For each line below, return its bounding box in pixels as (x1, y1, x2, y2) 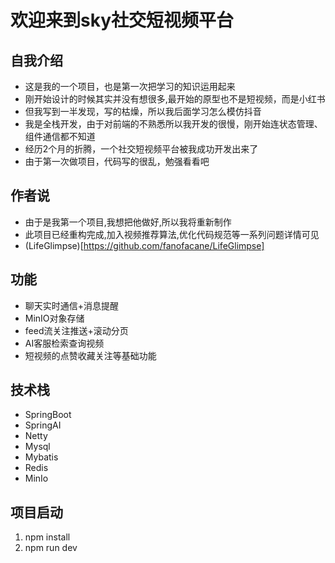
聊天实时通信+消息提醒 (24, 299, 120, 311)
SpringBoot (24, 409, 72, 421)
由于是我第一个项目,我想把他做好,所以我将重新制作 (24, 216, 232, 228)
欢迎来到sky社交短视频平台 (10, 9, 235, 32)
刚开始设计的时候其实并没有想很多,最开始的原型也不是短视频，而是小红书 (24, 93, 326, 105)
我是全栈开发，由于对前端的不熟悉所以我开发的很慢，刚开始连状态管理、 (24, 118, 323, 130)
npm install (24, 531, 71, 543)
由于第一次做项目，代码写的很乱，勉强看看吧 (24, 156, 210, 167)
